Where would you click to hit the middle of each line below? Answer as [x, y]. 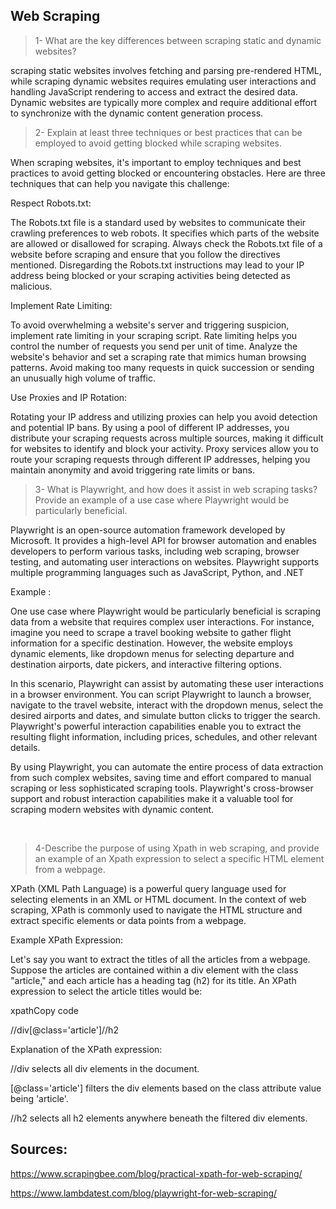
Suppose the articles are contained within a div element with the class [154, 970]
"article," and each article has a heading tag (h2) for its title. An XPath [153, 980]
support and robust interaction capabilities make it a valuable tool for [152, 798]
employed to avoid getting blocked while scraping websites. [158, 143]
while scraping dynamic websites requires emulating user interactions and [163, 81]
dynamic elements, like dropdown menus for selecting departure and [152, 653]
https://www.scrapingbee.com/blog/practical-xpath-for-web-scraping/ [156, 1173]
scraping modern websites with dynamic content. [112, 809]
